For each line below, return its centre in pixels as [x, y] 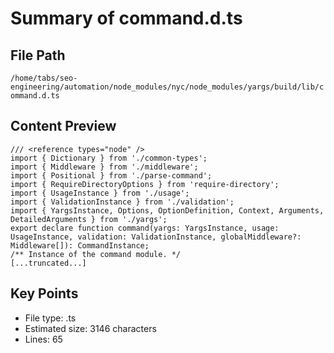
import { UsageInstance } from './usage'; [100, 193]
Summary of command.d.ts [126, 18]
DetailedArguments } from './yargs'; [89, 219]
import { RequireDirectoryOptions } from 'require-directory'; [145, 184]
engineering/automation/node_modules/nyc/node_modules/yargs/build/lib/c [167, 87]
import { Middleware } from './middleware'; [104, 167]
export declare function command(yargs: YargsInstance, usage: [145, 228]
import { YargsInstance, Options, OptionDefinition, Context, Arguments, [167, 210]
